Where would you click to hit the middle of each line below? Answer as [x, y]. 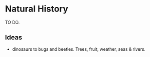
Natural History [37, 9]
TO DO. [12, 22]
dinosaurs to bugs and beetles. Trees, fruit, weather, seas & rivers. [79, 49]
